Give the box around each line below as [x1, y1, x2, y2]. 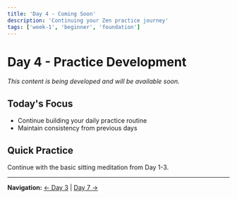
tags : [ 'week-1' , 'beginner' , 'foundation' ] [7, 23, 140, 30]
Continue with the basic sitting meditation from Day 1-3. [7, 163, 169, 171]
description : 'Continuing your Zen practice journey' [7, 17, 169, 24]
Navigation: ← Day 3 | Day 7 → [7, 183, 99, 191]
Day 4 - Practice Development [7, 54, 187, 70]
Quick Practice [7, 144, 74, 156]
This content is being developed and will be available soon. [7, 77, 180, 85]
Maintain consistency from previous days [17, 124, 138, 133]
